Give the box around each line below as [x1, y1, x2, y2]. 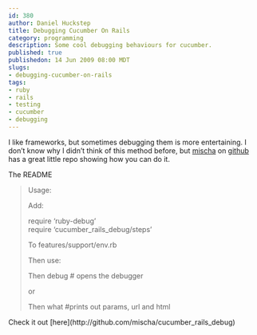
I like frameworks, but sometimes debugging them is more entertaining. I [8, 137, 247, 147]
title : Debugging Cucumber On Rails [8, 26, 130, 34]
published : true [8, 49, 62, 57]
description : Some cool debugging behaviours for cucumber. [8, 41, 213, 49]
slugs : [8, 64, 30, 72]
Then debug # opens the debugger [27, 270, 144, 280]
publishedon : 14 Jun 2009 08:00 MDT [8, 57, 130, 65]
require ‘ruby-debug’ [27, 216, 97, 226]
